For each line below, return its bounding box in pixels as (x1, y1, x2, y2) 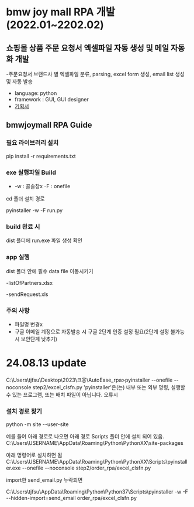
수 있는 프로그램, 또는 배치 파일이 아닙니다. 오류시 (6, 391, 119, 398)
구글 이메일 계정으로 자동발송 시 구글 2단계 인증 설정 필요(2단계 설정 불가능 (14, 328, 185, 335)
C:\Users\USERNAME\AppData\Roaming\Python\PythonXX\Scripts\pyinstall (6, 458, 188, 465)
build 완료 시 (6, 222, 40, 230)
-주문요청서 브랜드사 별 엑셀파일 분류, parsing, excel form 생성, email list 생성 (6, 71, 185, 77)
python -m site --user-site (6, 421, 69, 428)
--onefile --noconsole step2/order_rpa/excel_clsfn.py (22, 464, 151, 472)
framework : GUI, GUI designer (14, 96, 89, 103)
